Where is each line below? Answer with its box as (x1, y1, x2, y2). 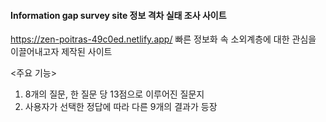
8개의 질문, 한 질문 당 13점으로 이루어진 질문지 (24, 88, 205, 100)
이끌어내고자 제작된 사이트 (10, 46, 113, 58)
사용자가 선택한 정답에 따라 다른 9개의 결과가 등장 (24, 101, 218, 113)
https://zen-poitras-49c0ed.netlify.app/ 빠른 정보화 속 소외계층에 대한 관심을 (10, 33, 317, 45)
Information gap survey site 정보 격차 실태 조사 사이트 (10, 9, 227, 21)
